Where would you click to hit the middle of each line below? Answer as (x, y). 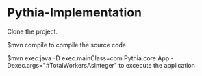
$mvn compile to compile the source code (67, 45)
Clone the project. (33, 31)
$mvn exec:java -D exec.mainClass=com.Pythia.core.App (88, 58)
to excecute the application (157, 65)
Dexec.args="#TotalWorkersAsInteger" (62, 65)
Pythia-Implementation (75, 13)
